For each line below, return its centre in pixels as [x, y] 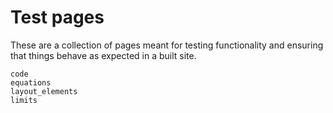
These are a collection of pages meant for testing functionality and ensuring [167, 45]
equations [31, 82]
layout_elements [44, 91]
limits [24, 100]
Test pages [57, 17]
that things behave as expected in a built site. [103, 55]
